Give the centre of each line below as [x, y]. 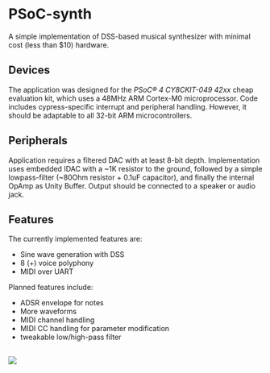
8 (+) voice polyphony [57, 263]
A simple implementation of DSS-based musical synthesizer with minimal [130, 36]
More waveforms [48, 312]
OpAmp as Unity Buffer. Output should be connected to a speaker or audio [132, 185]
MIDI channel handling [57, 320]
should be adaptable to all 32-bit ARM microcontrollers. [100, 115]
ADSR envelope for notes [62, 303]
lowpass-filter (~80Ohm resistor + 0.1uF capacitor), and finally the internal [131, 177]
